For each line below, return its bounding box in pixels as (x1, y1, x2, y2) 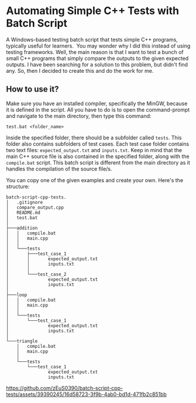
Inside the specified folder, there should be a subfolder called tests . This (6, 134, 182, 141)
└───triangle (6, 338, 38, 344)
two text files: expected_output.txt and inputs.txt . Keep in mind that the (6, 146, 183, 153)
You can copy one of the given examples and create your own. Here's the (6, 176, 183, 183)
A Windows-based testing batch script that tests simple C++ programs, (6, 36, 178, 43)
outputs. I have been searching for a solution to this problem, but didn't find (6, 61, 188, 68)
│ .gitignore (6, 199, 43, 205)
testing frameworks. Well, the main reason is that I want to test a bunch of (6, 48, 184, 55)
